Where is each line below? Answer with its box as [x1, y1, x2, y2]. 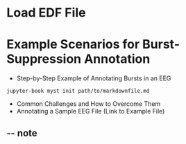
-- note [6, 127, 37, 139]
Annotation [83, 51, 151, 67]
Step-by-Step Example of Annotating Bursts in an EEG [16, 74, 171, 82]
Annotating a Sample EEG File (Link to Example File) [16, 107, 165, 116]
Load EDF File [6, 5, 86, 21]
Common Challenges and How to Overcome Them [16, 100, 161, 108]
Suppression [6, 51, 82, 67]
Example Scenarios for [6, 37, 140, 53]
